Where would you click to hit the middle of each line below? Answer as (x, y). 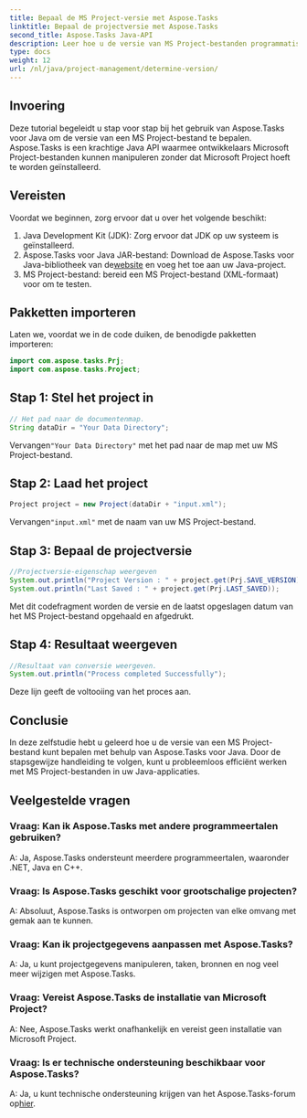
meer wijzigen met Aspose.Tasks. (73, 974)
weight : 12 (30, 60)
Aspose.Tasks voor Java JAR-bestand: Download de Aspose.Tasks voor (159, 255)
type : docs (30, 52)
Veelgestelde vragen (70, 800)
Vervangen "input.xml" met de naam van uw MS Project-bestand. (133, 522)
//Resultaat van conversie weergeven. (83, 665)
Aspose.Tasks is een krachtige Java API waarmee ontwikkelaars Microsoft (149, 147)
